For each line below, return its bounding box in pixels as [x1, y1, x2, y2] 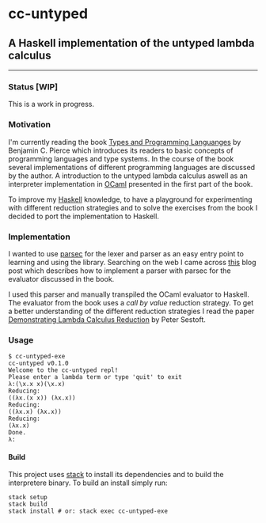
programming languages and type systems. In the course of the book [8, 153, 234, 163]
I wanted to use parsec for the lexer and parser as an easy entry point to [8, 248, 244, 258]
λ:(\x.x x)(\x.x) [8, 381, 66, 388]
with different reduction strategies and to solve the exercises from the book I [8, 203, 258, 212]
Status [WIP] [8, 81, 58, 92]
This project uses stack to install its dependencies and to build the [8, 470, 224, 479]
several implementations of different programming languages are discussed [8, 162, 256, 172]
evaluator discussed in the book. [8, 274, 115, 283]
